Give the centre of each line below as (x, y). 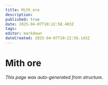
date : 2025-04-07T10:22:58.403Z (39, 24)
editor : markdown (24, 33)
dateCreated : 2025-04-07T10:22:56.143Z (48, 38)
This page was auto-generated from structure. (54, 77)
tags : (11, 29)
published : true (22, 19)
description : (19, 15)
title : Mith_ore (22, 10)
